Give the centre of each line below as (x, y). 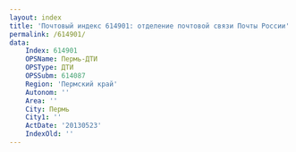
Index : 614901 (51, 51)
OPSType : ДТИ (50, 68)
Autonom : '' (47, 92)
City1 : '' (44, 117)
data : (19, 42)
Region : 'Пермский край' (72, 84)
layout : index (36, 17)
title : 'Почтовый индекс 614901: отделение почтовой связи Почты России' (150, 26)
